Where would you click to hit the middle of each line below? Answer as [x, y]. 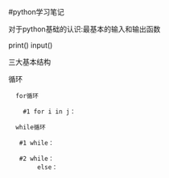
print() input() [31, 45]
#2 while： [37, 159]
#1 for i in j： [49, 112]
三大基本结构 [29, 62]
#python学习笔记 [36, 12]
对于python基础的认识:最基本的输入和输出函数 [84, 29]
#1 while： [37, 143]
